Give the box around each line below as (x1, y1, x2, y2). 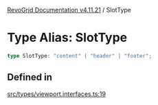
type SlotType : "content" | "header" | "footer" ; (7, 52, 153, 59)
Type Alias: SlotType (7, 30, 128, 45)
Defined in (7, 71, 53, 83)
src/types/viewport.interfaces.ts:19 (7, 89, 106, 98)
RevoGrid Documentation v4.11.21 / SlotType (7, 6, 132, 14)
